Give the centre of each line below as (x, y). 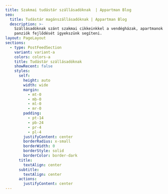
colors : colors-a (32, 57)
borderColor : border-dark (51, 156)
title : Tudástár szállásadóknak (48, 62)
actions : (28, 179)
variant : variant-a (35, 52)
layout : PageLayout (26, 38)
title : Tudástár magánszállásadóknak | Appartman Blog (68, 19)
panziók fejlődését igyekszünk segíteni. (58, 33)
